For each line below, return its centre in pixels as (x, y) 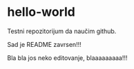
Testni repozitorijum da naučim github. (62, 31)
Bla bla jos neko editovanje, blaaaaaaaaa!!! (67, 58)
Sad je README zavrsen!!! (44, 44)
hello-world (41, 12)
